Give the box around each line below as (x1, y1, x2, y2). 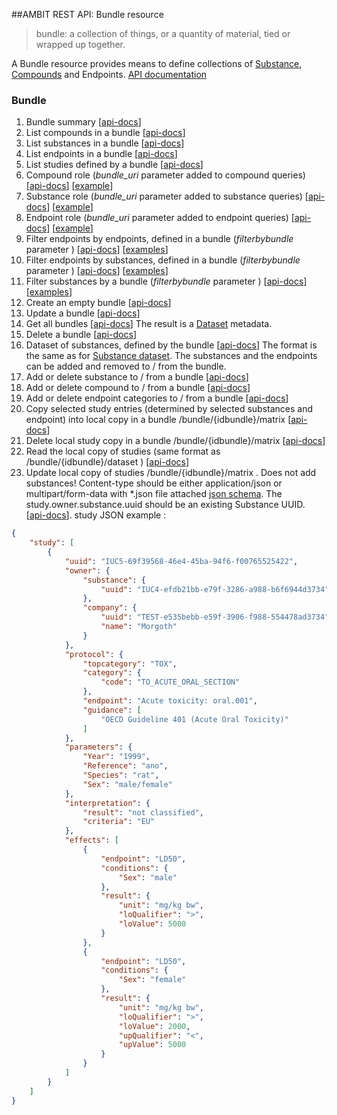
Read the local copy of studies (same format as (25, 445, 221, 458)
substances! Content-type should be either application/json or (25, 477, 283, 489)
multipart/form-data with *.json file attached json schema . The (25, 488, 283, 500)
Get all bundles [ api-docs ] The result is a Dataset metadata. (25, 318, 273, 330)
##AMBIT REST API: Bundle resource (11, 9, 164, 20)
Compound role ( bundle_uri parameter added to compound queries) (25, 169, 306, 181)
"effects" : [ (64, 835, 119, 846)
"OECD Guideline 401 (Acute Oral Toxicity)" (100, 714, 289, 724)
